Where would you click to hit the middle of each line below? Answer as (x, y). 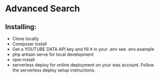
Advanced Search (43, 9)
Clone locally (25, 39)
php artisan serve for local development (53, 54)
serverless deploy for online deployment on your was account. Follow (83, 65)
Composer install (29, 44)
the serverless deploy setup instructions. (54, 70)
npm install (23, 59)
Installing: (21, 27)
